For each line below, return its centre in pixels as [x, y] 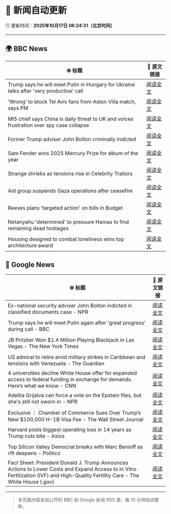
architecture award [31, 245]
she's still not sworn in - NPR [43, 402]
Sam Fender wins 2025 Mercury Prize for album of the [73, 153]
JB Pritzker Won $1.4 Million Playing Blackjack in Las [71, 340]
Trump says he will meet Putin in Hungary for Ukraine [72, 84]
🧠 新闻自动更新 [36, 10]
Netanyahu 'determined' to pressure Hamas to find [68, 222]
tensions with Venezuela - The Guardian [56, 363]
